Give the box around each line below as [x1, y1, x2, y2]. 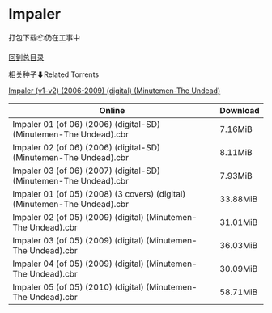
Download [219, 104, 260, 116]
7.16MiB [219, 123, 253, 134]
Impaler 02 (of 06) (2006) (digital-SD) [12, 142, 160, 153]
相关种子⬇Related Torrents [8, 70, 100, 79]
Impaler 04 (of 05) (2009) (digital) [12, 258, 144, 269]
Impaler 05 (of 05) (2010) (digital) [12, 281, 144, 292]
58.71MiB [219, 286, 258, 298]
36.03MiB [219, 239, 258, 251]
